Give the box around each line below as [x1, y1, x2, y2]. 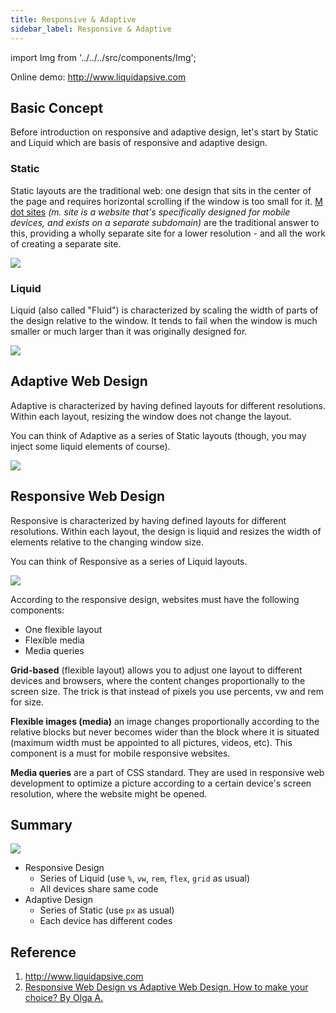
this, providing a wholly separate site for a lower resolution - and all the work [10, 227, 326, 239]
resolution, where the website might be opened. [10, 787, 208, 800]
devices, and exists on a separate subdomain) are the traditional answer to [10, 216, 320, 228]
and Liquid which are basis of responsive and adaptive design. [10, 137, 268, 149]
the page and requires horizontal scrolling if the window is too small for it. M [10, 195, 323, 207]
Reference [10, 944, 77, 961]
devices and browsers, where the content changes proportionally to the [10, 674, 306, 686]
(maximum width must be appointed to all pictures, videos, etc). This [10, 736, 293, 748]
